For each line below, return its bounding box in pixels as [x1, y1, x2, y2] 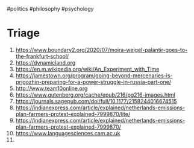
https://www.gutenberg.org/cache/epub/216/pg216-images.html [15, 91, 175, 98]
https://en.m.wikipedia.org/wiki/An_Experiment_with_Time [15, 65, 160, 72]
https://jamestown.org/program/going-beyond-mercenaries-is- [15, 72, 173, 79]
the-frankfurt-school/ [15, 53, 69, 60]
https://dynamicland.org [15, 59, 76, 66]
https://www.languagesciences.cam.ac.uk [15, 129, 120, 137]
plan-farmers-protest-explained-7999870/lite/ [15, 110, 131, 117]
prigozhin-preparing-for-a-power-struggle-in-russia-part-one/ [15, 78, 171, 85]
